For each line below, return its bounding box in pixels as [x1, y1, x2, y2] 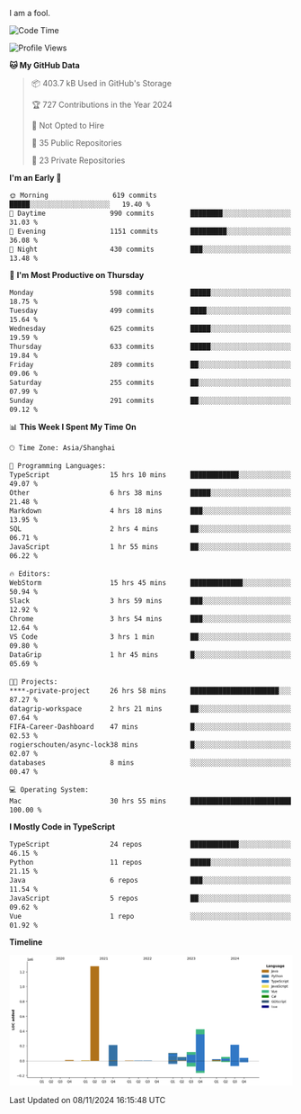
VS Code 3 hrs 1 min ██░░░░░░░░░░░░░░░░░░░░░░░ [9, 633, 292, 642]
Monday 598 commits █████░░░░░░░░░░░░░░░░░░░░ [9, 288, 292, 297]
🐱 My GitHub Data [9, 60, 81, 70]
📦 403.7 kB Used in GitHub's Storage [31, 78, 173, 88]
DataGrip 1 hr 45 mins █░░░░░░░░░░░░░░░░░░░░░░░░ [9, 651, 292, 660]
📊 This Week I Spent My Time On [9, 422, 137, 432]
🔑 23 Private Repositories [31, 155, 126, 166]
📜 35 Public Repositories [31, 138, 123, 148]
